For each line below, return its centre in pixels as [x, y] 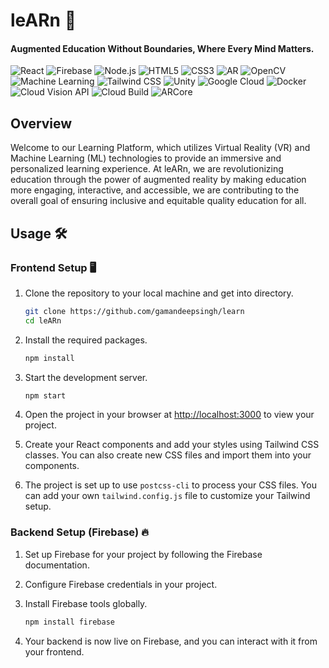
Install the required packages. [86, 340]
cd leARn [43, 320]
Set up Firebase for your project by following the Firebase [143, 554]
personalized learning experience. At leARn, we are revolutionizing [147, 169]
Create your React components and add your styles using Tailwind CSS [172, 445]
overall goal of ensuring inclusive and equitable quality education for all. [158, 201]
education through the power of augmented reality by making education [158, 180]
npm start [45, 395]
